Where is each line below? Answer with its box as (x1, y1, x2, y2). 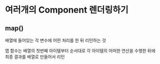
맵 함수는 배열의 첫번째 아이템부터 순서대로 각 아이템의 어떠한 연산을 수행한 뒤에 (5, 48, 156, 53)
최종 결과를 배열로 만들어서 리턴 (5, 54, 65, 60)
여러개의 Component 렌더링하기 (5, 4, 129, 16)
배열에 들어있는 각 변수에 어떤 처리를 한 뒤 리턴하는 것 (5, 37, 106, 43)
